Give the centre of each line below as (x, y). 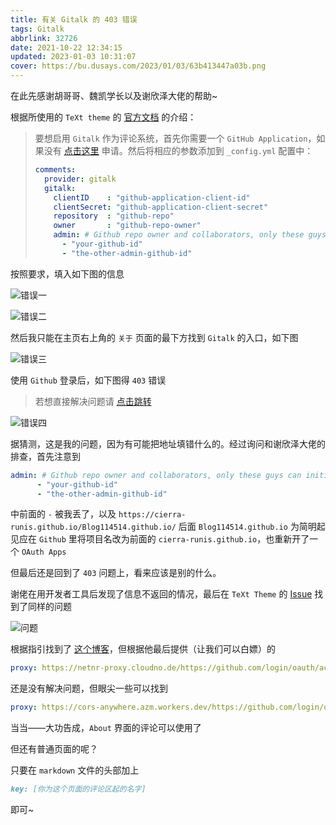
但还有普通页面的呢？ (54, 749)
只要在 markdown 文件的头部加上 (75, 770)
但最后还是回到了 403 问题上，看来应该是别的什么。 (116, 573)
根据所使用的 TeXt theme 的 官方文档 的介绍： (103, 117)
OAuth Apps (44, 552)
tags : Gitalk (37, 29)
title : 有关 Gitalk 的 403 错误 (74, 19)
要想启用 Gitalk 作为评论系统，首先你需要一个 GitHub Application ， (175, 138)
